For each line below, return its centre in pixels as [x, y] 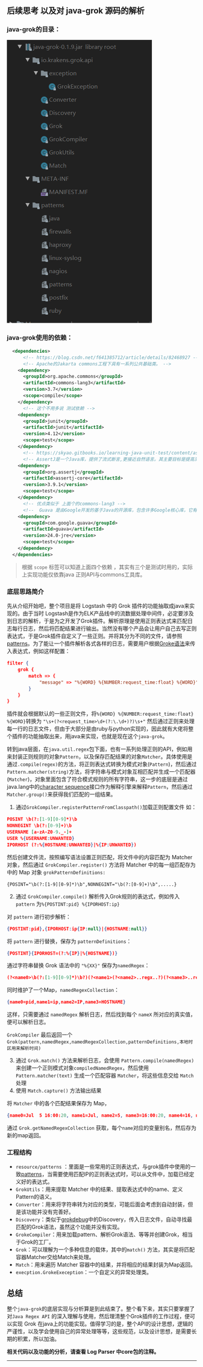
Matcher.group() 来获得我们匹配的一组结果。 [61, 794]
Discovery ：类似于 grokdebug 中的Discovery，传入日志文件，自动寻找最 [104, 1219]
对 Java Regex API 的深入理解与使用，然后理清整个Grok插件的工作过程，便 [98, 1316]
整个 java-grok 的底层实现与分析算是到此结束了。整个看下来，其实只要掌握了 [101, 1309]
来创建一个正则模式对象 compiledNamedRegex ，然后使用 [82, 1068]
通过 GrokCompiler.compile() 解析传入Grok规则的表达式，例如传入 [98, 896]
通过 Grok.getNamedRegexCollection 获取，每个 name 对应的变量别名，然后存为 [101, 1128]
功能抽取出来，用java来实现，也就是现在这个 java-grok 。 [98, 736]
